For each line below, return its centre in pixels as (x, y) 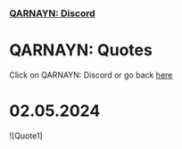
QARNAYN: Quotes (81, 50)
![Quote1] (26, 136)
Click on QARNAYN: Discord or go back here (91, 75)
